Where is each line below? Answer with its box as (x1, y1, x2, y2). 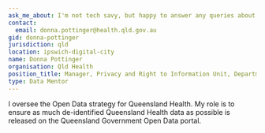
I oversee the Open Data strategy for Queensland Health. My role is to (8, 99, 235, 109)
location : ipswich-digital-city (8, 48, 114, 56)
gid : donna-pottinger (8, 33, 80, 42)
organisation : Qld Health (8, 63, 93, 71)
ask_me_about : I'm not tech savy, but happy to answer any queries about (8, 11, 256, 20)
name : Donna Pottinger (8, 56, 83, 64)
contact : (8, 19, 37, 27)
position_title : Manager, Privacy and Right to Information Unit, (8, 70, 231, 78)
